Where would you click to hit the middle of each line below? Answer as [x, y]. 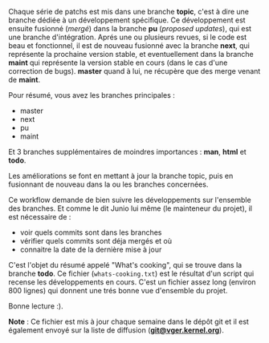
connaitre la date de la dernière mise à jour [91, 249]
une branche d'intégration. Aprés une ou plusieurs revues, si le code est [128, 37]
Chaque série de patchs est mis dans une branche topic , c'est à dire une [129, 12]
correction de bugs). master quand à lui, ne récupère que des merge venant [134, 71]
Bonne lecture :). [36, 306]
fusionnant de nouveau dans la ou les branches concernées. [108, 184]
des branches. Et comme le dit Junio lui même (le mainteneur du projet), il [130, 208]
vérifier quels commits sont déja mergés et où [96, 241]
